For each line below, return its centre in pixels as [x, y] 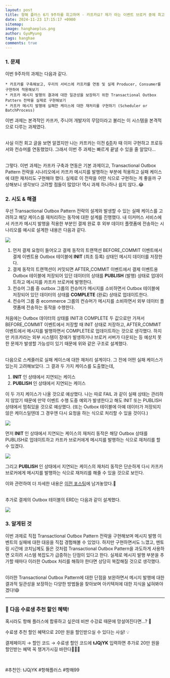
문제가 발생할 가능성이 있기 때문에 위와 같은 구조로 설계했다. [69, 344]
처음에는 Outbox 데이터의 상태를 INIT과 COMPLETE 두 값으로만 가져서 [75, 318]
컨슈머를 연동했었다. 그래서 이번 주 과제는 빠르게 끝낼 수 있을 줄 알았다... [85, 149]
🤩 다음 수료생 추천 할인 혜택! [37, 609]
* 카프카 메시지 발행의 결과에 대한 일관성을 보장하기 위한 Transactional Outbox [81, 95]
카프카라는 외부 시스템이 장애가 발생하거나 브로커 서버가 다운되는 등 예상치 [83, 337]
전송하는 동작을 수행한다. [50, 307]
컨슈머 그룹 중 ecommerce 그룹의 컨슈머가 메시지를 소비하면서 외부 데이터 [86, 301]
